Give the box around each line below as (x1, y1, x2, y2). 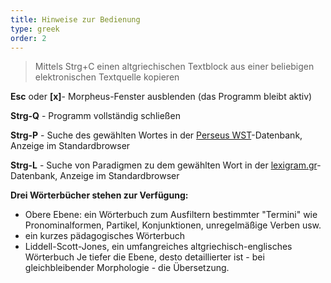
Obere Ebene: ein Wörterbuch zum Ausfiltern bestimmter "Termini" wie (24, 209, 318, 221)
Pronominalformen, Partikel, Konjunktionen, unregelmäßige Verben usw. (24, 219, 322, 231)
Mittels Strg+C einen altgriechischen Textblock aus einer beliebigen (34, 61, 315, 73)
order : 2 (10, 33, 47, 43)
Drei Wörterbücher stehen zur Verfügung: (10, 189, 189, 201)
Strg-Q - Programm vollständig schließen (10, 110, 181, 122)
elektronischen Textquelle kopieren (34, 71, 180, 83)
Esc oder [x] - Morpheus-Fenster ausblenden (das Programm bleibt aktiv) (10, 91, 313, 103)
